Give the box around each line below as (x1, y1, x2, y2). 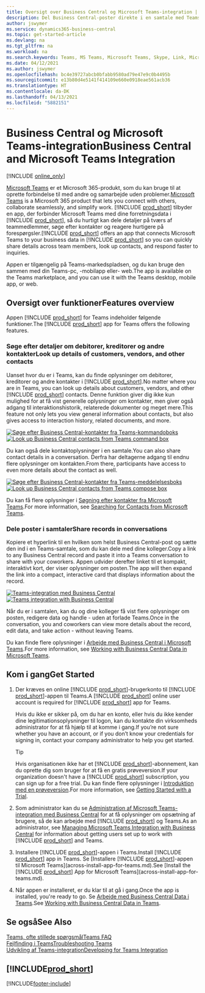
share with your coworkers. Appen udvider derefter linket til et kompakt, (6, 558, 187, 565)
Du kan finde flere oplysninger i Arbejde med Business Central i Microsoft (6, 638, 192, 646)
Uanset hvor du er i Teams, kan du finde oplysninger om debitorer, (6, 371, 173, 378)
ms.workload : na (6, 49, 48, 55)
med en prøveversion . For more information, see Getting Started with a (15, 785, 192, 793)
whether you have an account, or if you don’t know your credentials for (15, 730, 194, 737)
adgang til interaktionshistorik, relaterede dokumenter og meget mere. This (6, 403, 193, 411)
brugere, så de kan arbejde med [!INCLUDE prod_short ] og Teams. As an (15, 817, 197, 825)
